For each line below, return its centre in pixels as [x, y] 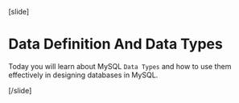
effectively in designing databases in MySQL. [83, 75]
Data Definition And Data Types [115, 44]
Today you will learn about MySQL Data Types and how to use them [120, 66]
